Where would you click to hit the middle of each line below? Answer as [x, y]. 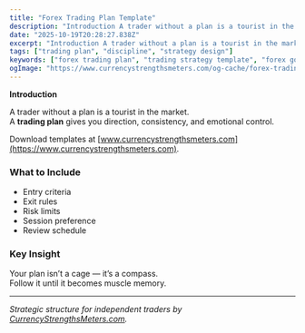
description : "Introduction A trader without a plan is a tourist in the [152, 26]
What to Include [45, 171]
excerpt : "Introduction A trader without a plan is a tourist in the [144, 43]
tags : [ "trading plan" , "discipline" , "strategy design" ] [121, 52]
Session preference [59, 221]
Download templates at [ [55, 139]
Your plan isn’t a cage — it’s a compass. [84, 274]
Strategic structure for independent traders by [96, 309]
